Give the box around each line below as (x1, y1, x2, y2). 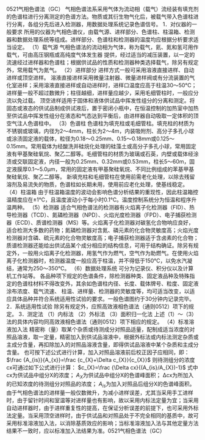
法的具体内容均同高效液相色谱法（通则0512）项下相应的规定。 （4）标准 (6, 318, 189, 325)
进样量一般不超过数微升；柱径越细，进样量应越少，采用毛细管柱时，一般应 (6, 89, 193, 96)
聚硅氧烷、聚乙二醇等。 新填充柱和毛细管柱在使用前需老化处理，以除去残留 (6, 173, 195, 180)
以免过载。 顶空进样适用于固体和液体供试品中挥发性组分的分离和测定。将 (11, 97, 195, 104)
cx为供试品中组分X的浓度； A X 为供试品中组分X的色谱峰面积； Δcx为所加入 (6, 372, 194, 380)
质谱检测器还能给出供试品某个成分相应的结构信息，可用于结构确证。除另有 (6, 242, 193, 249)
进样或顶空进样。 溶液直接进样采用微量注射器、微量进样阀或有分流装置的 (6, 74, 190, 81)
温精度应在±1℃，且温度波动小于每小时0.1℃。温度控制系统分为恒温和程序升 (6, 196, 197, 203)
